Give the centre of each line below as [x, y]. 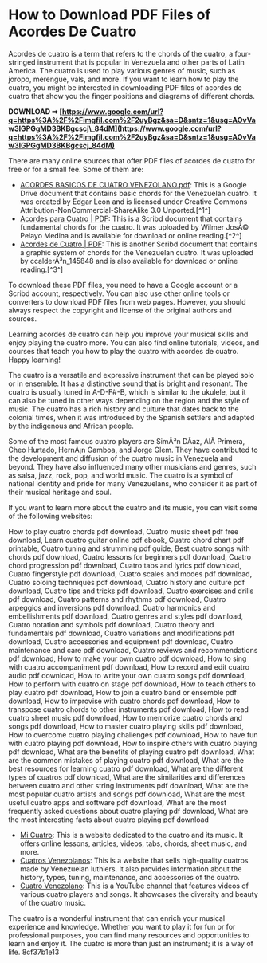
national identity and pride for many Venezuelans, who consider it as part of [133, 483]
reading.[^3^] [41, 269]
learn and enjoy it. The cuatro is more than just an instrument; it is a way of [131, 943]
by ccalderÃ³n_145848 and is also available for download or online [129, 261]
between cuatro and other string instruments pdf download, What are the [128, 785]
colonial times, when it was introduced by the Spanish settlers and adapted [132, 417]
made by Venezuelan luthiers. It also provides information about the [131, 869]
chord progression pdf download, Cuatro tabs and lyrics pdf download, [125, 565]
